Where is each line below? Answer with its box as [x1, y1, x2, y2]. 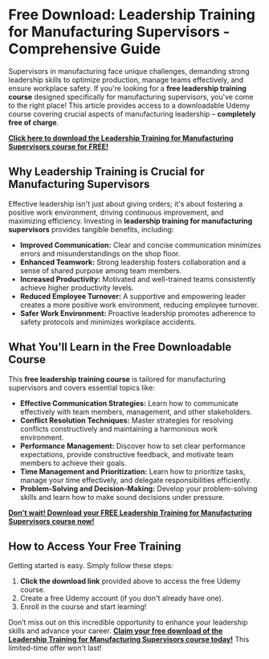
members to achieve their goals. [19, 458, 127, 468]
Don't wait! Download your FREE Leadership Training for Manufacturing [8, 508, 252, 518]
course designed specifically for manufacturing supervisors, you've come [8, 92, 255, 101]
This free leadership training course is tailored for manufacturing [8, 374, 226, 383]
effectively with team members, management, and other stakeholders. [19, 407, 253, 416]
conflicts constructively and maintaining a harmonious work [19, 424, 218, 433]
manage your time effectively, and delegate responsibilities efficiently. [19, 475, 251, 485]
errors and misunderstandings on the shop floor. [19, 248, 181, 258]
